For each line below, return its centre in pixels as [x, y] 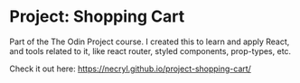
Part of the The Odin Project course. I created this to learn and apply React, [150, 41]
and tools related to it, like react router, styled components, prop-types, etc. [150, 51]
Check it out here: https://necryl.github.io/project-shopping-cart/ [130, 69]
